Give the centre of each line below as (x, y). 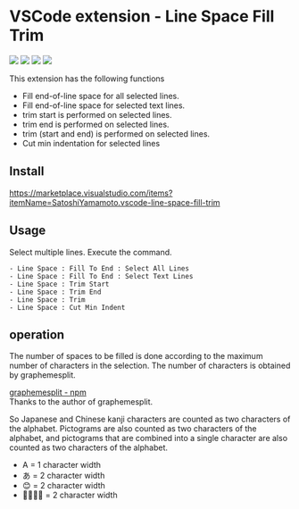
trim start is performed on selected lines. (97, 114)
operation (37, 334)
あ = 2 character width (63, 476)
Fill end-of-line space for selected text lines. (104, 105)
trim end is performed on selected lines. (96, 124)
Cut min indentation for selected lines (91, 143)
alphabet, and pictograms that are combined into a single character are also (149, 438)
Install (27, 171)
